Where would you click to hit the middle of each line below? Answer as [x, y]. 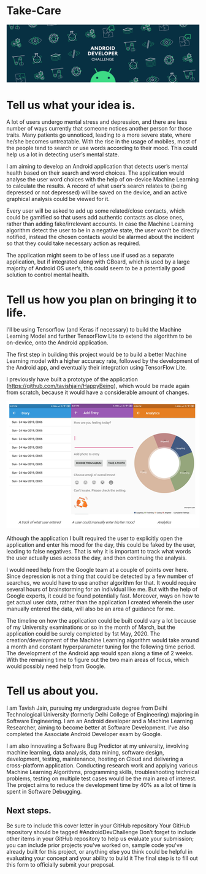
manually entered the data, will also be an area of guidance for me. [91, 609]
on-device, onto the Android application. [57, 343]
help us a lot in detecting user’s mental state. [63, 154]
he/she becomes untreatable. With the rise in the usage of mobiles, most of [102, 142]
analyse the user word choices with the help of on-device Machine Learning [103, 180]
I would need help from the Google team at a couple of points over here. [97, 570]
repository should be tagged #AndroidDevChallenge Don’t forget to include [101, 832]
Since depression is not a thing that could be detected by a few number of [100, 576]
